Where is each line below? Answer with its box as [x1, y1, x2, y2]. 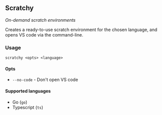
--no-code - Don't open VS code [12, 77, 78, 83]
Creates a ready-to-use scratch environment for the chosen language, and [5, 27, 158, 33]
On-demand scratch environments [5, 17, 76, 23]
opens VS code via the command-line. [5, 32, 83, 38]
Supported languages [5, 88, 51, 94]
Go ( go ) [12, 99, 28, 105]
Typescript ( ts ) [12, 104, 44, 110]
